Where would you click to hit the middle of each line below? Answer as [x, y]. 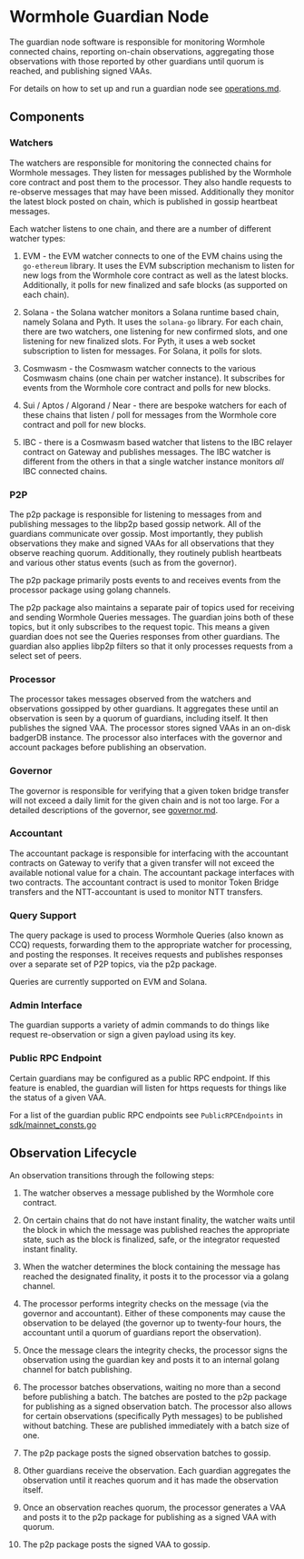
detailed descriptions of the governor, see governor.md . [114, 809]
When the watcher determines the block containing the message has [152, 1266]
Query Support [43, 915]
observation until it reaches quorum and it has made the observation [150, 1480]
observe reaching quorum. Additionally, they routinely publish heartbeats [146, 552]
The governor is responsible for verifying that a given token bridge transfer [149, 790]
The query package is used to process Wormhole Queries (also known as [147, 935]
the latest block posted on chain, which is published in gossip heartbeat [144, 201]
